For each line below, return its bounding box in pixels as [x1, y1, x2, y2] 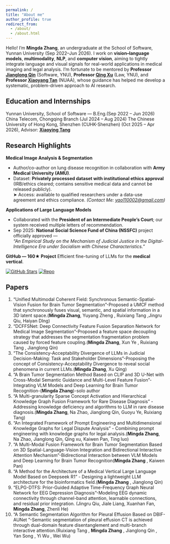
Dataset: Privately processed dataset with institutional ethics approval [13, 175, 164, 181]
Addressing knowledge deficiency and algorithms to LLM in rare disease [13, 404, 164, 410]
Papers [6, 283, 29, 291]
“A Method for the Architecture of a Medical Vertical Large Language [13, 469, 156, 475]
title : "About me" [6, 12, 45, 17]
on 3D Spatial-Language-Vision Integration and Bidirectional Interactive [13, 447, 162, 453]
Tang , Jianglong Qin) [13, 345, 58, 351]
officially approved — [13, 232, 58, 238]
